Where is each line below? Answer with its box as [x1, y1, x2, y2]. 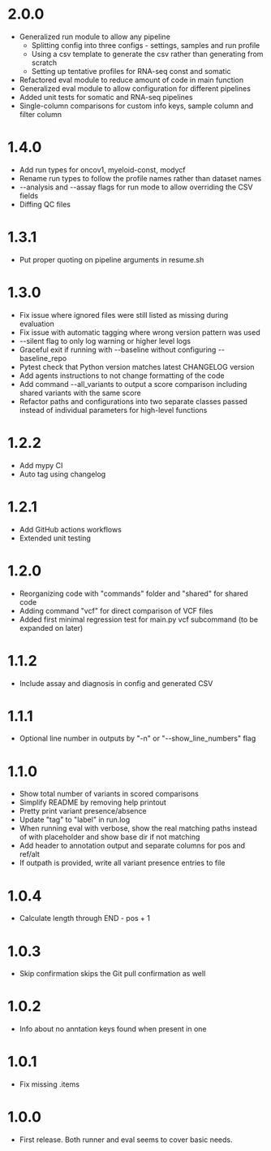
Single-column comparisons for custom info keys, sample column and [19, 101, 254, 111]
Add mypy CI [19, 460, 63, 470]
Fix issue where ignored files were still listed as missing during [19, 310, 229, 319]
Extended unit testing [19, 533, 91, 543]
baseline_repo [19, 353, 67, 363]
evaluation [19, 319, 54, 328]
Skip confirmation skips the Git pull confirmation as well [19, 969, 206, 979]
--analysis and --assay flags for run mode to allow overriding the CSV [19, 182, 253, 192]
